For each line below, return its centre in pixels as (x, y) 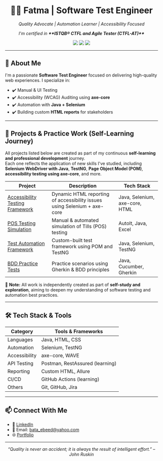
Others (15, 387)
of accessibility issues (77, 200)
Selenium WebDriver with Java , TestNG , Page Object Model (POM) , (74, 169)
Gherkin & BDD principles (81, 269)
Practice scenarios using (80, 263)
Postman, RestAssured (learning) (79, 364)
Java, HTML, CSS (61, 340)
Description (83, 186)
